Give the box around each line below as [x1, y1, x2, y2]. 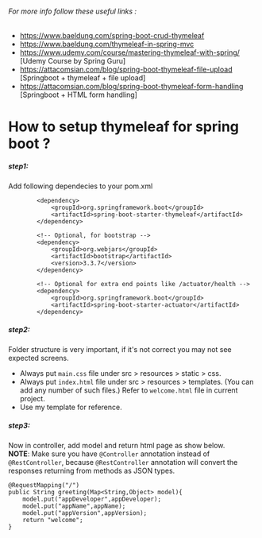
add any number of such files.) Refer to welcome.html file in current [19, 385, 238, 395]
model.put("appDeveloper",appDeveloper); [22, 495, 161, 504]
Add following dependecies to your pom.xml [8, 181, 153, 191]
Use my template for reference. [19, 402, 122, 412]
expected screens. [8, 354, 69, 363]
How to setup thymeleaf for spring [8, 118, 240, 136]
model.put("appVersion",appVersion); [22, 509, 148, 517]
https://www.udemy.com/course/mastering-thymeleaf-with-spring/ [19, 48, 241, 57]
